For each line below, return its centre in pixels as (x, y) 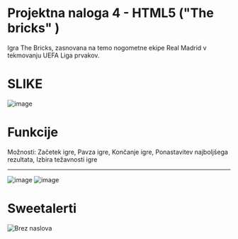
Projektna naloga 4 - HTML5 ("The (110, 13)
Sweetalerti (42, 209)
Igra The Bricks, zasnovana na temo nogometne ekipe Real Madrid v (107, 48)
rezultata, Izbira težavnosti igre (52, 159)
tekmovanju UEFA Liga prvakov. (53, 55)
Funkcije (33, 132)
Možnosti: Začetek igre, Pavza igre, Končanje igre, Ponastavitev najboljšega (118, 152)
